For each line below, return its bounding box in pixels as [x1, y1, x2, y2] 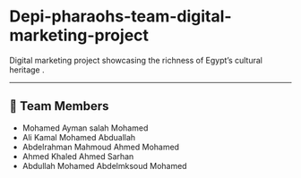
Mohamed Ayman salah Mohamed [21, 123, 149, 133]
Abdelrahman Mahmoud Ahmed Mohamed [21, 141, 180, 152]
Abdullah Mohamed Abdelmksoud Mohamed [21, 160, 187, 171]
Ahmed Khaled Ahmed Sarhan [21, 150, 134, 162]
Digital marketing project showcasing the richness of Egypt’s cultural [9, 55, 262, 65]
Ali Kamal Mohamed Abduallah [21, 131, 136, 142]
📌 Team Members [9, 98, 109, 114]
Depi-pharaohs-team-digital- [9, 6, 232, 27]
